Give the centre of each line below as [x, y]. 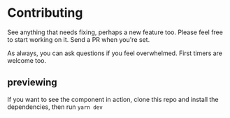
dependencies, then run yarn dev [55, 107]
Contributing [45, 13]
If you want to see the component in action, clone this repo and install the [113, 99]
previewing [32, 83]
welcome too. [27, 60]
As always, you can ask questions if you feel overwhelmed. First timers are [115, 53]
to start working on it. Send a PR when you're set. [79, 39]
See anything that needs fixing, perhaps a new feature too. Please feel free [115, 32]
